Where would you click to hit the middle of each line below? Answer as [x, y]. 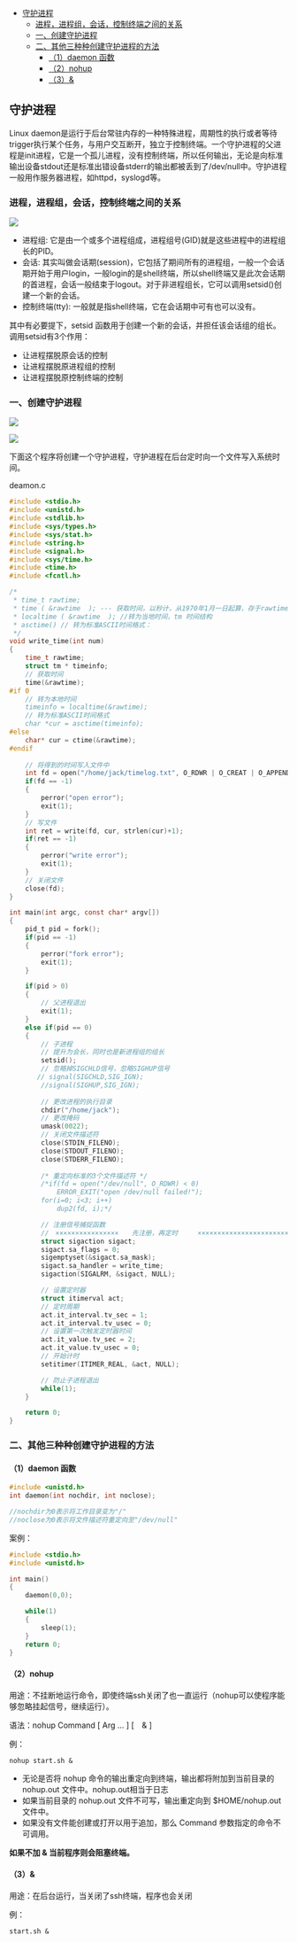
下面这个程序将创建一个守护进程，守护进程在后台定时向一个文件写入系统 [141, 457]
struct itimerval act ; [83, 1298]
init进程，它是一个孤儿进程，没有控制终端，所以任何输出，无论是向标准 [154, 155]
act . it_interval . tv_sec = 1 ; [95, 1315]
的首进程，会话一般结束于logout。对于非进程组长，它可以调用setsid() [148, 284]
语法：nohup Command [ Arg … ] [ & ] [81, 1725]
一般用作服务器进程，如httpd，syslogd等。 [88, 177]
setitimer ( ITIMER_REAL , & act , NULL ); [110, 1364]
